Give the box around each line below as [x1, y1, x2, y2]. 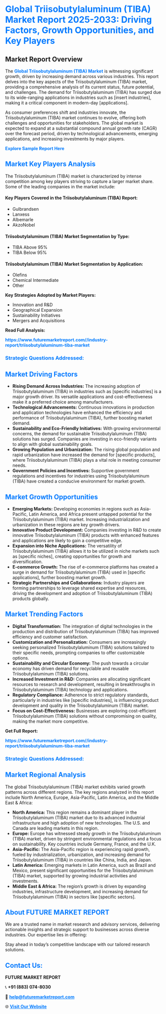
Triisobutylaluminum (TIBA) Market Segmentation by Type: [5, 233, 130, 239]
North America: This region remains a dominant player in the [12, 809, 137, 815]
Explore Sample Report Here [5, 146, 64, 151]
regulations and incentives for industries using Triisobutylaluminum [12, 473, 150, 479]
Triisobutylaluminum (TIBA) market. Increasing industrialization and [12, 516, 150, 522]
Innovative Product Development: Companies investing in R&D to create [12, 527, 162, 533]
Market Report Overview [5, 55, 83, 63]
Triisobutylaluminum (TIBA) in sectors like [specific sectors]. [12, 894, 136, 900]
